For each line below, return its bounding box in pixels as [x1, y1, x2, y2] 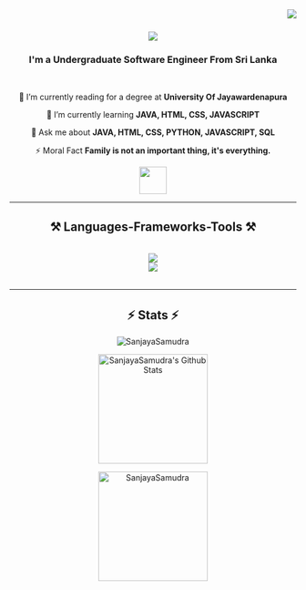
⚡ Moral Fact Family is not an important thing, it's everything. [35, 145, 271, 156]
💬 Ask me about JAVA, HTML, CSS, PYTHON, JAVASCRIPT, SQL [30, 127, 276, 138]
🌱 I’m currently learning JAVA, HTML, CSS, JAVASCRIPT [46, 109, 260, 120]
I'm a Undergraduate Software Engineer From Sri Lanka [28, 54, 278, 67]
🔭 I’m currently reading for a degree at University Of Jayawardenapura [18, 91, 288, 103]
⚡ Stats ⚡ [127, 307, 179, 323]
